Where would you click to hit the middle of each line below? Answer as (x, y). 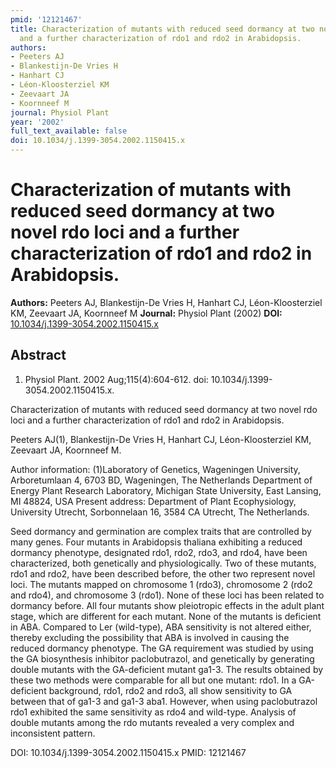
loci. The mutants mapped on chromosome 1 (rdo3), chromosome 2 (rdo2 (161, 584)
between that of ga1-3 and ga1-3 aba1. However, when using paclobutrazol (164, 701)
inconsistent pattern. (53, 733)
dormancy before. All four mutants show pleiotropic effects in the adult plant (167, 605)
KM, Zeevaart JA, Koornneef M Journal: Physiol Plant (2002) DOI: (146, 313)
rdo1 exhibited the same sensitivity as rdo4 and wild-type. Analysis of (153, 712)
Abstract (38, 355)
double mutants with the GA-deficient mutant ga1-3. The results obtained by (167, 669)
